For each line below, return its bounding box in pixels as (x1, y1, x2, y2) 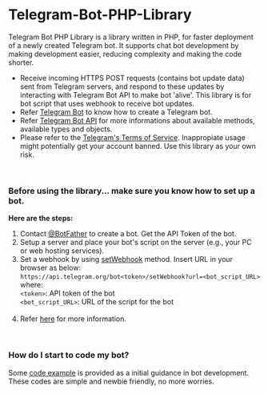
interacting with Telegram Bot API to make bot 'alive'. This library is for (19, 90, 252, 99)
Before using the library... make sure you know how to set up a (8, 185, 256, 196)
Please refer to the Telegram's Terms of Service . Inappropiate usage (19, 132, 246, 142)
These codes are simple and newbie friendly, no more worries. (8, 376, 214, 386)
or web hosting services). (19, 246, 105, 255)
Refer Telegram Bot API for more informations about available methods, (19, 115, 255, 125)
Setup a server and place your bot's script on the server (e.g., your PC (19, 238, 252, 247)
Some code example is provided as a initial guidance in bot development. (8, 368, 250, 377)
